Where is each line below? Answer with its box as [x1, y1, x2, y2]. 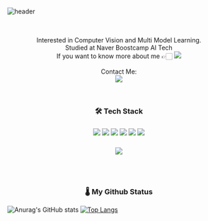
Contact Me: [100, 67, 137, 76]
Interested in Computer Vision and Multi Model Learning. [36, 35, 202, 44]
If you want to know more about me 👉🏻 [56, 52, 173, 60]
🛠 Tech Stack [94, 106, 144, 116]
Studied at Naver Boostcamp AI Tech [64, 43, 173, 52]
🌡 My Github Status [84, 186, 154, 196]
